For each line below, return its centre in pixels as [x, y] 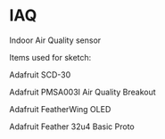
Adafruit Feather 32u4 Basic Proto [72, 127]
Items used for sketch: [50, 57]
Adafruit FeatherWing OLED [60, 109]
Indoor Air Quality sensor [55, 40]
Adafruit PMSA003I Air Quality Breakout [82, 92]
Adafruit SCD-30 [40, 74]
